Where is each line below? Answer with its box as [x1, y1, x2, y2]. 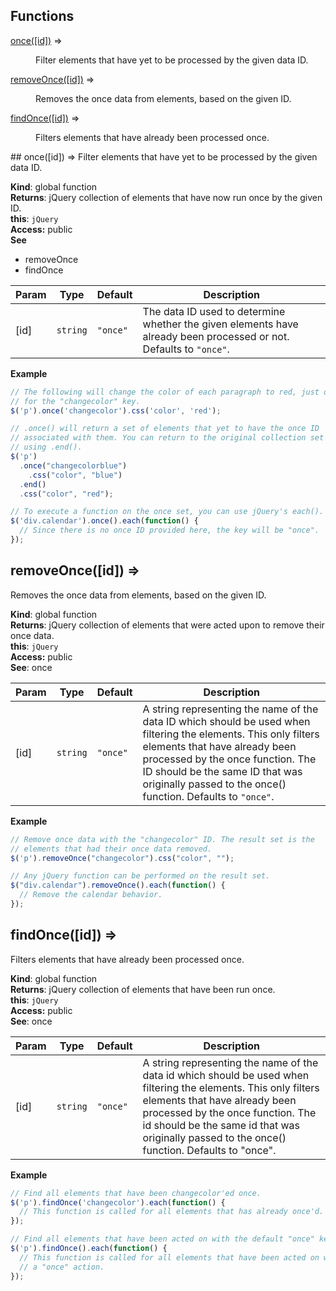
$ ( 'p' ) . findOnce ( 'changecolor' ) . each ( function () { [10, 1197, 226, 1208]
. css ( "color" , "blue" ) [28, 470, 123, 480]
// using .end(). [10, 442, 83, 453]
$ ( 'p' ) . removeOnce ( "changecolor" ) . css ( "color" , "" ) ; [10, 853, 235, 863]
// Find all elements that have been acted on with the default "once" [10, 1234, 315, 1244]
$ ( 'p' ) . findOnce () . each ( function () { [10, 1244, 168, 1254]
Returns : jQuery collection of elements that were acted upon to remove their [10, 619, 325, 631]
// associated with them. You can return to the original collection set [10, 433, 325, 443]
